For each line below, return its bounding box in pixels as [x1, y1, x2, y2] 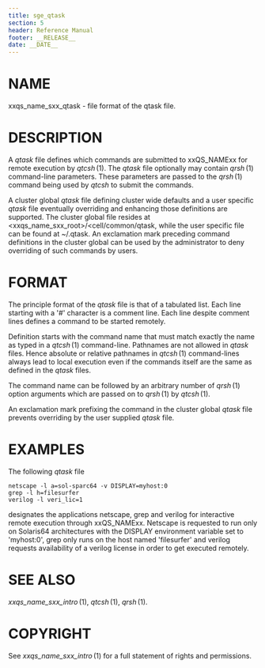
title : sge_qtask [8, 11, 66, 20]
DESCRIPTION [8, 129, 103, 147]
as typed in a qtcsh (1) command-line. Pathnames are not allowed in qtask [8, 340, 249, 349]
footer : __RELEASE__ [8, 33, 77, 42]
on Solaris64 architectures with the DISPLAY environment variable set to [8, 526, 244, 536]
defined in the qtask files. [8, 365, 92, 375]
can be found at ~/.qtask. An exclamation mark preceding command [8, 229, 230, 238]
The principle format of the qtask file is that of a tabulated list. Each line [8, 300, 241, 309]
